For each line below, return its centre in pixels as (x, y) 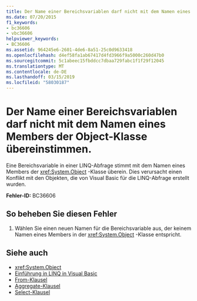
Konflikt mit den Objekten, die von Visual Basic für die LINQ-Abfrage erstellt (98, 178)
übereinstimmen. (49, 149)
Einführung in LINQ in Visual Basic (56, 273)
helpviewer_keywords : (33, 39)
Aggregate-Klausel (37, 286)
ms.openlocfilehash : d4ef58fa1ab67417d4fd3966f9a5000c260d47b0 (85, 55)
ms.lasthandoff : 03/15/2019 (41, 77)
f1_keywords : (22, 22)
